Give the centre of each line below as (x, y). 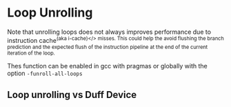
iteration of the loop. (31, 53)
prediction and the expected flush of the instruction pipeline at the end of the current (108, 47)
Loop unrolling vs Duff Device (72, 95)
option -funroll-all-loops (45, 73)
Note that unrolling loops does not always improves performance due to (109, 32)
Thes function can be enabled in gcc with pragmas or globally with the (108, 66)
